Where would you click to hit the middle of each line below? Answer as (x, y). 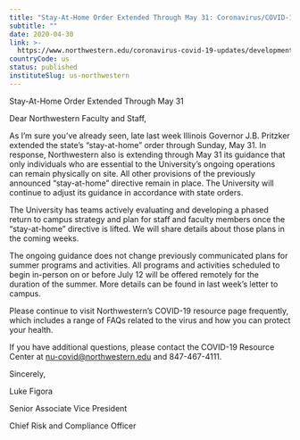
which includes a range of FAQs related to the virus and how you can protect (150, 320)
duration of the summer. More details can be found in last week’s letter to (144, 284)
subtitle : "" (33, 26)
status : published (43, 68)
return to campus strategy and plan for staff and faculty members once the (147, 219)
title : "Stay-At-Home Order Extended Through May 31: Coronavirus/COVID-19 (153, 17)
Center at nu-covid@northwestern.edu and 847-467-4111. (116, 356)
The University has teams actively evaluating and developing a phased (139, 210)
